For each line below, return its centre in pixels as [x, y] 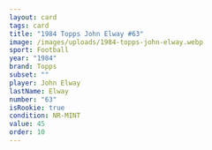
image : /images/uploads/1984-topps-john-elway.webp [106, 42]
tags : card [29, 26]
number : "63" [33, 99]
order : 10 [27, 132]
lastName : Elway [39, 91]
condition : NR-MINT [45, 116]
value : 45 [27, 124]
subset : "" [29, 75]
